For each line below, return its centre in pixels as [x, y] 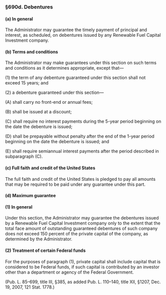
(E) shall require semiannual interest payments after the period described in [82, 151]
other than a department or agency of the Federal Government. [69, 272]
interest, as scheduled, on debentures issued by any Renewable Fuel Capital [83, 35]
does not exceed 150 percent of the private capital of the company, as [77, 234]
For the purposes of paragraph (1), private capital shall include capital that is [83, 261]
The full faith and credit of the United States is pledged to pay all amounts [81, 179]
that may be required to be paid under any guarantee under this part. [75, 184]
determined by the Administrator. [39, 239]
